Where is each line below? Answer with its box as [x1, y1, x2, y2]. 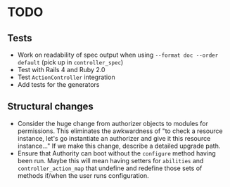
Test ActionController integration [17, 73, 115, 81]
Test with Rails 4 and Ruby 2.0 [17, 66, 106, 74]
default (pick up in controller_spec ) [17, 58, 124, 67]
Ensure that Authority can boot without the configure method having [17, 148, 216, 158]
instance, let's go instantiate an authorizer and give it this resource [17, 134, 211, 142]
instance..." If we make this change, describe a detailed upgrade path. [17, 141, 221, 150]
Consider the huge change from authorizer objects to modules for [17, 119, 209, 127]
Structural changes [7, 101, 94, 113]
